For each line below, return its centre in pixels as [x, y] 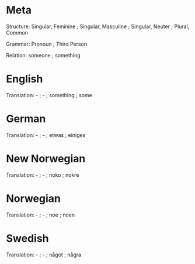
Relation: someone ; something [43, 55]
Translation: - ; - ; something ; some [49, 95]
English [25, 79]
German [26, 119]
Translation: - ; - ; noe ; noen [41, 215]
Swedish [27, 238]
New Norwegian [46, 159]
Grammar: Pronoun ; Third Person [47, 44]
